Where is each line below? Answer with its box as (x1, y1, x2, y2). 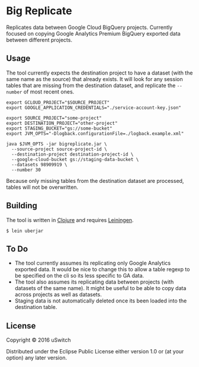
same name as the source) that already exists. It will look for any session (6, 75, 183, 82)
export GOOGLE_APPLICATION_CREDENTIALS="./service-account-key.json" (6, 105, 182, 111)
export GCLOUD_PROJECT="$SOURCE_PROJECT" (6, 99, 110, 105)
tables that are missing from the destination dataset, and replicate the (6, 82, 176, 89)
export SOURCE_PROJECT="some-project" (6, 115, 102, 121)
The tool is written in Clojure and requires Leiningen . (6, 216, 134, 223)
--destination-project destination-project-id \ (11, 151, 134, 157)
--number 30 (11, 167, 41, 173)
